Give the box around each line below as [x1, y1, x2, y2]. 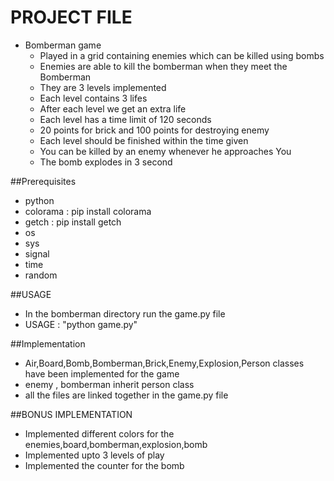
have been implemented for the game [24, 367, 180, 380]
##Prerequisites [10, 175, 77, 187]
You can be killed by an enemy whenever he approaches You [39, 145, 292, 157]
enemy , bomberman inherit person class [24, 378, 195, 390]
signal [24, 247, 50, 260]
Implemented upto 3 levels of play [24, 449, 165, 461]
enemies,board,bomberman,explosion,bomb [24, 438, 208, 450]
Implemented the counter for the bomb [24, 459, 185, 471]
